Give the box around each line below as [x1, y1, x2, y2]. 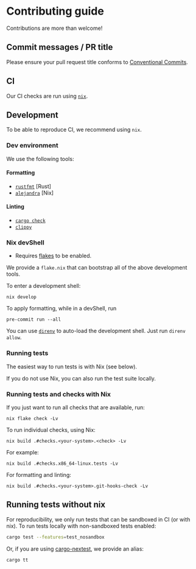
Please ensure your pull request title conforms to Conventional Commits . [6, 58, 189, 65]
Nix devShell [6, 238, 44, 246]
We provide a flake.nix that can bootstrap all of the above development [6, 264, 187, 271]
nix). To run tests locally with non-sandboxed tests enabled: [6, 522, 156, 529]
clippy [15, 224, 32, 231]
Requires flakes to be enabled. [15, 252, 92, 260]
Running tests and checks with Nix [6, 390, 111, 398]
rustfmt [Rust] [15, 182, 52, 190]
